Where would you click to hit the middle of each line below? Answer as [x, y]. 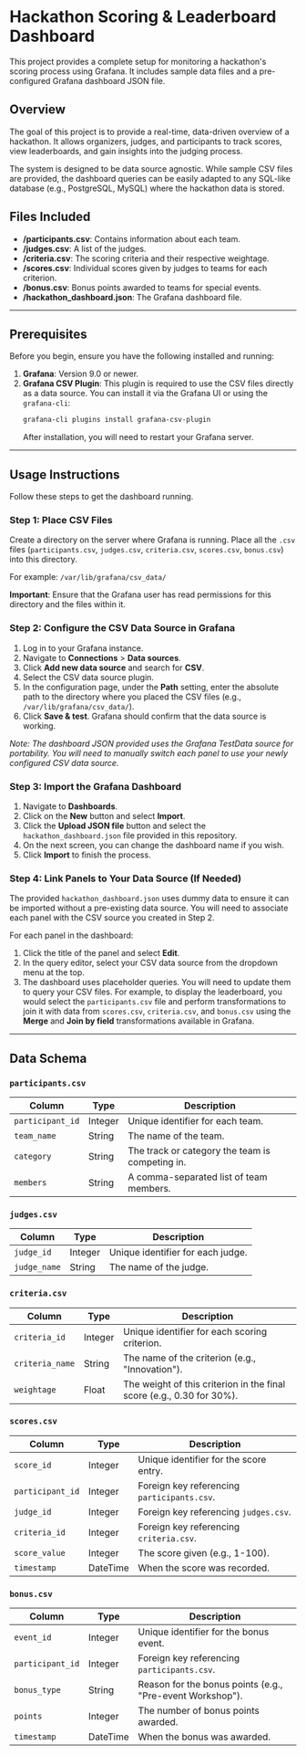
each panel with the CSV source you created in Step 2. [112, 918]
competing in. [157, 1161]
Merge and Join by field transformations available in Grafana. [138, 1021]
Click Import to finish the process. [87, 855]
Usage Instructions [65, 474]
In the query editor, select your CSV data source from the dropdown [150, 963]
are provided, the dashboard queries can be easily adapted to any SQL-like [150, 178]
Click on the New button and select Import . [104, 815]
